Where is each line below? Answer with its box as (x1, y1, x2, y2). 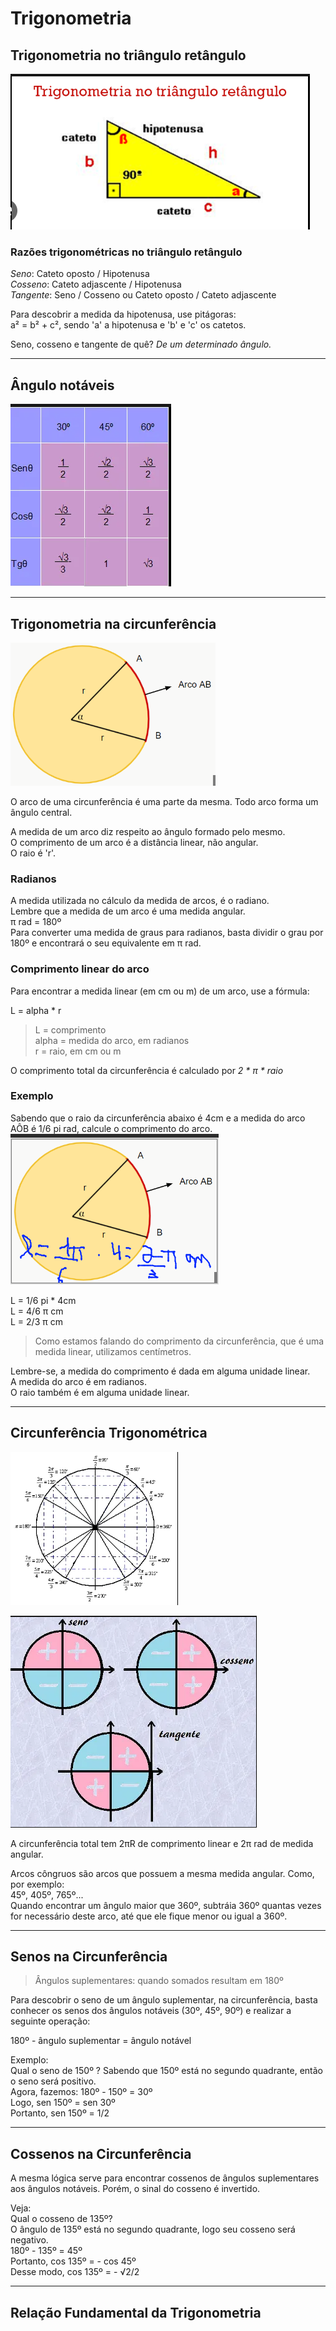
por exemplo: (10, 1878, 65, 1890)
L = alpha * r (10, 1004, 62, 1016)
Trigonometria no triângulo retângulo (10, 47, 247, 64)
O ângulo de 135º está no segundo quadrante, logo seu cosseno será (10, 2223, 296, 2236)
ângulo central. (10, 806, 73, 818)
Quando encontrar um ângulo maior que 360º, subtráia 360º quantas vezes (10, 1899, 322, 1911)
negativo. (10, 2234, 49, 2246)
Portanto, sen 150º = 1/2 (10, 2107, 110, 2119)
